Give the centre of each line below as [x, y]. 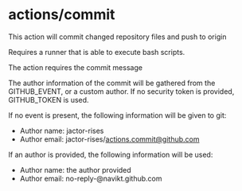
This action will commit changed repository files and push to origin [117, 37]
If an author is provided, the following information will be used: [111, 154]
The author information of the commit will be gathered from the [112, 83]
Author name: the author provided [75, 170]
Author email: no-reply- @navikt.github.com [91, 178]
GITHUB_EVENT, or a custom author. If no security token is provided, [121, 91]
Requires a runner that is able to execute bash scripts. [97, 52]
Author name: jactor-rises [62, 131]
